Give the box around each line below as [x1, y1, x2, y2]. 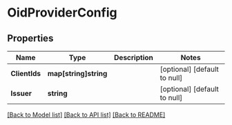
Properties [7, 32, 54, 44]
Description [113, 53, 153, 62]
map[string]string [47, 69, 108, 78]
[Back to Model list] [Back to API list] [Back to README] [7, 110, 166, 119]
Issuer [10, 88, 32, 98]
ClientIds [10, 69, 41, 78]
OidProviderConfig [7, 5, 117, 21]
